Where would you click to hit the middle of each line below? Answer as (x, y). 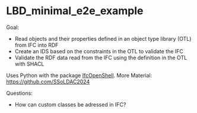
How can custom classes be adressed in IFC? (70, 104)
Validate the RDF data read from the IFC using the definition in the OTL (101, 57)
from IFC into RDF (36, 45)
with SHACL (29, 64)
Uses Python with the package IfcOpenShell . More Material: (79, 75)
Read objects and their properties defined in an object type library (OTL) (103, 38)
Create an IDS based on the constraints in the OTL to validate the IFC (99, 51)
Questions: (19, 93)
